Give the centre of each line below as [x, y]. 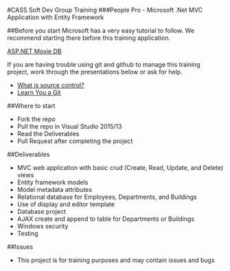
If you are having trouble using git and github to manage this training [104, 64]
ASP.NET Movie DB [34, 51]
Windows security [43, 226]
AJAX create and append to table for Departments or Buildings [105, 219]
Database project [42, 212]
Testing [28, 234]
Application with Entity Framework [56, 17]
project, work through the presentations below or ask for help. [95, 72]
